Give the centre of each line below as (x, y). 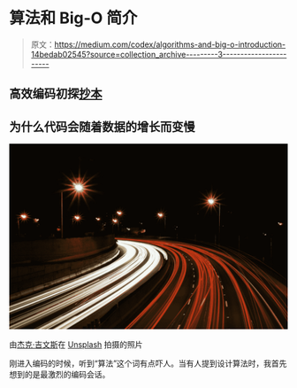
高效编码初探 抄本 (56, 94)
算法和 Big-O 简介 (73, 18)
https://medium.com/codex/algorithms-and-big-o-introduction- (170, 44)
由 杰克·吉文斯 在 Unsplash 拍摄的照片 (76, 344)
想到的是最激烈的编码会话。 (60, 374)
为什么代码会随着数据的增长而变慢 (102, 126)
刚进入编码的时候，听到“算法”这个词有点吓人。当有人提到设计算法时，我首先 (148, 363)
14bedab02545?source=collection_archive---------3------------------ (159, 54)
